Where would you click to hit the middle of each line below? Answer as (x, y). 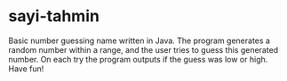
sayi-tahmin (54, 16)
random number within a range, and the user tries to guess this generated (143, 49)
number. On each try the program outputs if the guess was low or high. (138, 59)
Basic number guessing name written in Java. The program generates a (139, 40)
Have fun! (26, 69)
